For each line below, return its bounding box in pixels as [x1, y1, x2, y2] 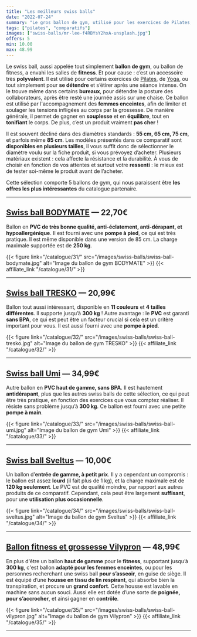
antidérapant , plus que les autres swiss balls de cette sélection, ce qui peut [6, 390, 189, 397]
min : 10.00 [6, 42, 33, 47]
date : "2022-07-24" [6, 14, 54, 20]
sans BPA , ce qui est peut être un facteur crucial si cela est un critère [6, 316, 174, 323]
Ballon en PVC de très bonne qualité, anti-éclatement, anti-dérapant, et [6, 223, 183, 230]
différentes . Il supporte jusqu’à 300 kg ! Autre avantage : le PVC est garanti [6, 310, 189, 317]
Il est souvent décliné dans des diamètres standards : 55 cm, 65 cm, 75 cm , [6, 130, 189, 137]
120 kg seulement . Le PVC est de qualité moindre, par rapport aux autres [6, 483, 184, 490]
